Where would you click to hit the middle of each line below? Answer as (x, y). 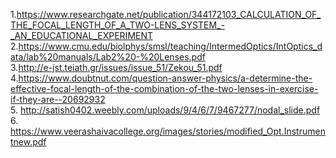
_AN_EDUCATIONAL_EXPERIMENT (82, 35)
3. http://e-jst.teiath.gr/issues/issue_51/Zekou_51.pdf (116, 67)
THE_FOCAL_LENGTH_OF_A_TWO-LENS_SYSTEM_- (117, 25)
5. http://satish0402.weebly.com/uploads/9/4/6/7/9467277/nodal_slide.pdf (165, 110)
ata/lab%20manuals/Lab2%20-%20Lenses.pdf (108, 57)
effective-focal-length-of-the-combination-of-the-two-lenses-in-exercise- (164, 88)
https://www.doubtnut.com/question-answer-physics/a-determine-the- (165, 78)
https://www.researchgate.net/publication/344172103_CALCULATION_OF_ (169, 14)
